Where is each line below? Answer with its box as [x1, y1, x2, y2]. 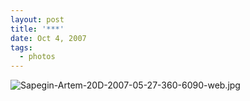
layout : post [10, 14, 65, 25]
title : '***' [10, 24, 65, 34]
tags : [10, 42, 33, 53]
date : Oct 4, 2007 [10, 33, 87, 43]
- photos [19, 52, 56, 62]
